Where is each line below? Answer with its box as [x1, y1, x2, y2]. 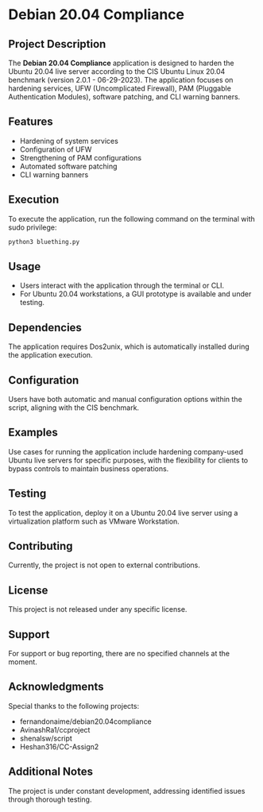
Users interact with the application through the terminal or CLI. [19, 280, 225, 291]
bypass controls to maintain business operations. [8, 463, 169, 474]
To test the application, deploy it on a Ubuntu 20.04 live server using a [8, 508, 238, 517]
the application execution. [8, 350, 93, 360]
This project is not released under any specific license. [8, 605, 188, 614]
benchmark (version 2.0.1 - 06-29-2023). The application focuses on [8, 75, 234, 84]
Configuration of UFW [19, 145, 92, 154]
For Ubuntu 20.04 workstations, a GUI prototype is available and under [19, 289, 252, 299]
